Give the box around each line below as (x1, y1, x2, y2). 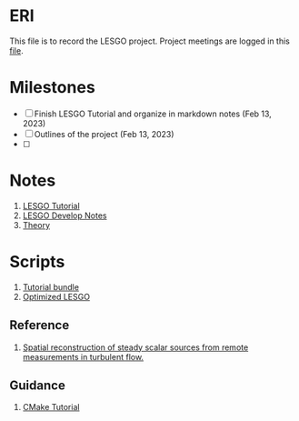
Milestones (9, 77, 95, 98)
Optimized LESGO (22, 291, 91, 302)
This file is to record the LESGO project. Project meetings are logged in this (9, 35, 291, 46)
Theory (22, 219, 51, 230)
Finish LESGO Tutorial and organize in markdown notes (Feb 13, (34, 108, 273, 119)
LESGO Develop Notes (22, 210, 107, 221)
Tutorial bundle (22, 281, 80, 292)
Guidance (9, 377, 65, 393)
